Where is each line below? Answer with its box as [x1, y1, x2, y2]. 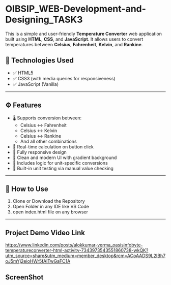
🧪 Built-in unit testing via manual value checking [12, 165, 113, 171]
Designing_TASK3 [5, 14, 83, 25]
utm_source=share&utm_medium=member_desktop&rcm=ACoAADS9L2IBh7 [5, 252, 166, 259]
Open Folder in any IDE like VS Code [12, 204, 89, 210]
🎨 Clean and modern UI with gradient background [12, 154, 117, 161]
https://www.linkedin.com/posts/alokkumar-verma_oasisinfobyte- [5, 242, 143, 248]
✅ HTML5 [12, 70, 34, 76]
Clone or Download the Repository [12, 198, 85, 204]
